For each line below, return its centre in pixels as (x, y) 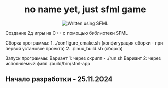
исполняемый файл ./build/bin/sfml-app (48, 63)
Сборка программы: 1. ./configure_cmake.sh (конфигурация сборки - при (84, 43)
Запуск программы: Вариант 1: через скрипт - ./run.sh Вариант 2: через (83, 58)
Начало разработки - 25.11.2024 (59, 79)
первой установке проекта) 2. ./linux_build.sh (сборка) (64, 48)
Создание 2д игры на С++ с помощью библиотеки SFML (67, 33)
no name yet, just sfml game (85, 9)
